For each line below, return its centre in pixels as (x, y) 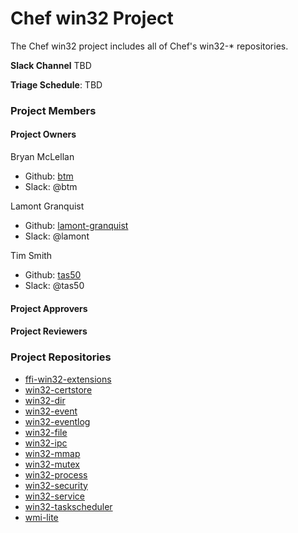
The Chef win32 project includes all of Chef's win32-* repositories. (149, 46)
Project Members (53, 110)
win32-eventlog (57, 421)
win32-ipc (46, 443)
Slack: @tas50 (54, 286)
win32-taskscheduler (68, 506)
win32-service (55, 496)
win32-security (56, 485)
